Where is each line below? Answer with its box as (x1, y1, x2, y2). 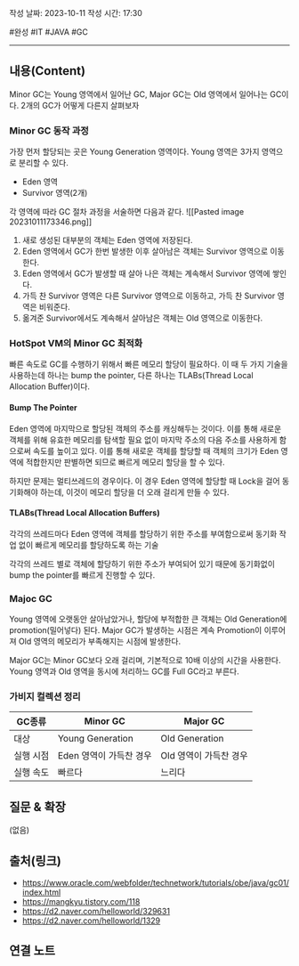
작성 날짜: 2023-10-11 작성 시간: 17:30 (9, 8, 142, 18)
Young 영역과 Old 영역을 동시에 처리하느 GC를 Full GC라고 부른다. (9, 666, 240, 677)
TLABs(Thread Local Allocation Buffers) (9, 507, 160, 518)
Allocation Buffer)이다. (9, 381, 91, 392)
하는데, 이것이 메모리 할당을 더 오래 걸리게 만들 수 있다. (39, 486, 230, 497)
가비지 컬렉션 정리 (9, 691, 82, 703)
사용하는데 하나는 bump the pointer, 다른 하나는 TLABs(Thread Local (9, 370, 254, 381)
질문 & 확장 (9, 800, 67, 815)
